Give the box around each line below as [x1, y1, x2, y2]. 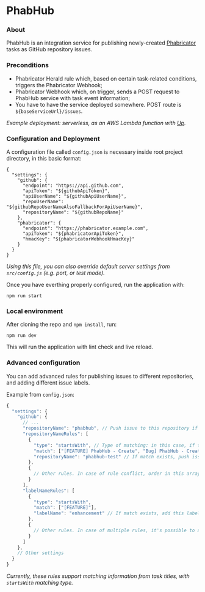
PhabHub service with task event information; [15, 94, 130, 101]
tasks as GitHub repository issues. [6, 46, 93, 53]
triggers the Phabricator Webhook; [15, 81, 103, 88]
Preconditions [6, 61, 49, 70]
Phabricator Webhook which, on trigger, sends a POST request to [15, 88, 180, 95]
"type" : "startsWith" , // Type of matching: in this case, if [33, 442, 195, 449]
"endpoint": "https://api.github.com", [22, 182, 124, 189]
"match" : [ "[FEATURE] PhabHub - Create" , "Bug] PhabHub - [33, 448, 184, 454]
